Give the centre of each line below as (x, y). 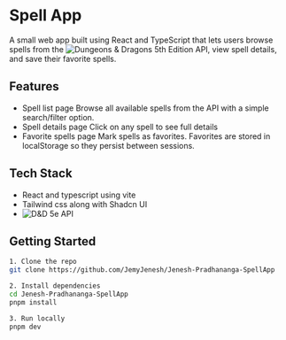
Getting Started (53, 241)
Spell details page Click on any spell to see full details (120, 127)
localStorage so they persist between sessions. (108, 145)
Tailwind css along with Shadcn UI (85, 204)
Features (34, 86)
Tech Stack (41, 174)
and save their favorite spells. (63, 58)
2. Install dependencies (55, 286)
